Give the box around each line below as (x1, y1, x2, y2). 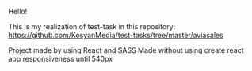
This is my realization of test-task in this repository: (8, 22, 176, 31)
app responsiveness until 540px (8, 54, 113, 63)
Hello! (8, 7, 28, 16)
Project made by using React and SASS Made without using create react (8, 46, 244, 54)
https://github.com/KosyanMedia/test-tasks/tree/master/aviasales (8, 31, 223, 39)
